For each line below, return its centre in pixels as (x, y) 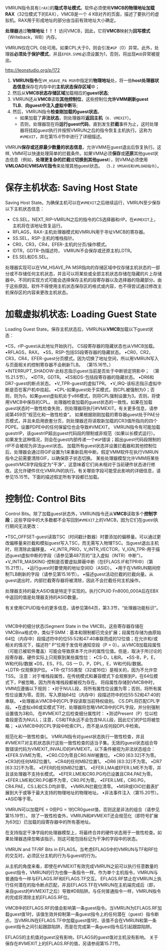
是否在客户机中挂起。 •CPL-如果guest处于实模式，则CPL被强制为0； (80, 389)
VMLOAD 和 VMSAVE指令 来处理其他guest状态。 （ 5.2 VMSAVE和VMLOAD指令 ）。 (83, 166)
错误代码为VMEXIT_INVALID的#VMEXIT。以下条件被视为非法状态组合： (82, 749)
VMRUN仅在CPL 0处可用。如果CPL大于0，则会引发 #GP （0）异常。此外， (80, 48)
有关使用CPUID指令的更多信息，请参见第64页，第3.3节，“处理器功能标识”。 (83, 607)
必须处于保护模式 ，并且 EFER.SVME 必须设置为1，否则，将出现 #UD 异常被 (85, 54)
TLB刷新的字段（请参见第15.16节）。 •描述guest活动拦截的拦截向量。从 (81, 574)
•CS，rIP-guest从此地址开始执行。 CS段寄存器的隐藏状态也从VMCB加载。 (81, 346)
